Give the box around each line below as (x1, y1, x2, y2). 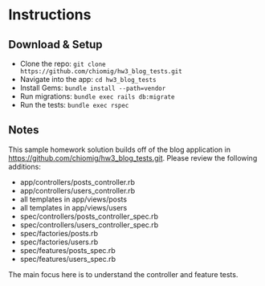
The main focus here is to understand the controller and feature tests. (8, 269, 238, 279)
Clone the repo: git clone (19, 59, 106, 68)
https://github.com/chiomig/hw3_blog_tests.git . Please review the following (8, 153, 258, 162)
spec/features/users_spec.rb (19, 254, 116, 264)
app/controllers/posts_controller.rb (19, 177, 135, 186)
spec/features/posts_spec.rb (19, 245, 116, 255)
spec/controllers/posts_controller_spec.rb (19, 211, 159, 221)
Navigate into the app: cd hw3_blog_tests (19, 75, 157, 84)
